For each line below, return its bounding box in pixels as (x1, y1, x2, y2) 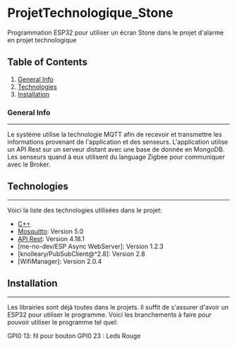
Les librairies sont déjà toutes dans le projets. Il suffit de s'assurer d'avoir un (7, 303, 229, 311)
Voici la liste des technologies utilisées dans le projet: (7, 206, 162, 214)
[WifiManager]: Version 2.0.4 (17, 257, 102, 265)
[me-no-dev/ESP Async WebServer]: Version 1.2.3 (17, 242, 164, 250)
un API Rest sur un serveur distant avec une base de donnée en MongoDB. (7, 145, 225, 154)
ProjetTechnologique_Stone (7, 5, 174, 21)
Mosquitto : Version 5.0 (17, 227, 84, 236)
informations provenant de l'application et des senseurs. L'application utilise (7, 138, 229, 146)
